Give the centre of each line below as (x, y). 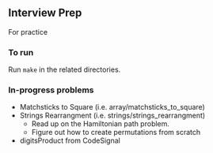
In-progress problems (51, 90)
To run (21, 52)
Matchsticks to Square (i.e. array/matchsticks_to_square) (112, 107)
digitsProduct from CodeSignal (70, 140)
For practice (28, 32)
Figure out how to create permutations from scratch (116, 132)
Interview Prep (45, 13)
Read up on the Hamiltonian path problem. (101, 124)
